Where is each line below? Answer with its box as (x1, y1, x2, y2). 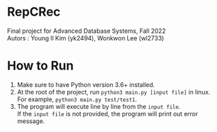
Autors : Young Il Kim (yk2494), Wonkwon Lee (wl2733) (7, 34, 164, 42)
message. (16, 117, 45, 125)
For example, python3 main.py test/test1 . (16, 95, 138, 103)
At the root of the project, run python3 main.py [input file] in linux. (16, 88, 211, 96)
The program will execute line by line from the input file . (16, 102, 181, 110)
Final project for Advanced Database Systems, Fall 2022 (7, 27, 166, 35)
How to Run (7, 58, 74, 74)
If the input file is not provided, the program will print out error (16, 109, 199, 118)
